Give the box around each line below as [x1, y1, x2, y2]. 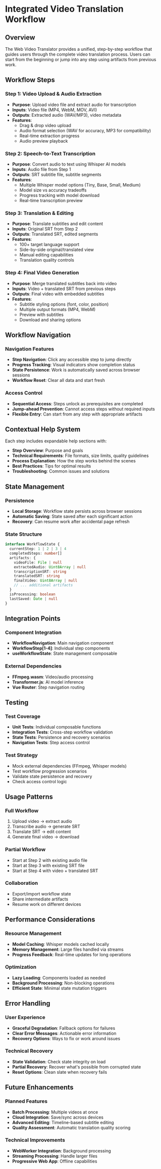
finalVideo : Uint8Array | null [14, 578, 78, 583]
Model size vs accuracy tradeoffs [19, 187, 87, 193]
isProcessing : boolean [9, 592, 56, 597]
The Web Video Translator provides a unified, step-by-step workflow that [5, 46, 152, 52]
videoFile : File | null [14, 560, 62, 565]
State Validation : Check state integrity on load [12, 1059, 106, 1065]
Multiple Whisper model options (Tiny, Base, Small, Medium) [19, 182, 141, 188]
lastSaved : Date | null [9, 596, 58, 601]
